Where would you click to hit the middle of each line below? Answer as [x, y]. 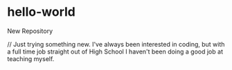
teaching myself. [31, 58]
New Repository [30, 31]
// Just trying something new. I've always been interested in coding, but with [116, 44]
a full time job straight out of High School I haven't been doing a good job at [115, 51]
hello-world [42, 12]
